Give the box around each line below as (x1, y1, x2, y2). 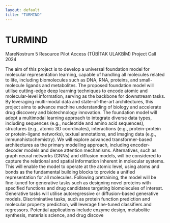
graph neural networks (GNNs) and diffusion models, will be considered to (5, 153, 161, 159)
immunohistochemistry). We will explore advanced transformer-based (5, 136, 152, 143)
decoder (5, 147, 23, 153)
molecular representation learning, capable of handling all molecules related (5, 72, 165, 78)
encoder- (130, 142, 150, 148)
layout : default (5, 7, 40, 13)
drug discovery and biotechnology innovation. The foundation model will (5, 109, 157, 116)
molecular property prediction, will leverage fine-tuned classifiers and (5, 202, 152, 208)
